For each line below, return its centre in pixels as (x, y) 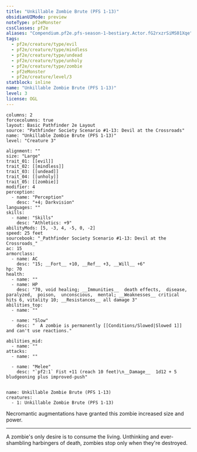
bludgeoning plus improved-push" (47, 377)
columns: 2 (19, 115)
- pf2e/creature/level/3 (42, 77)
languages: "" (23, 207)
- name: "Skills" (33, 218)
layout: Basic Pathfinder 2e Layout (51, 125)
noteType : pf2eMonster (34, 22)
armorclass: (21, 254)
